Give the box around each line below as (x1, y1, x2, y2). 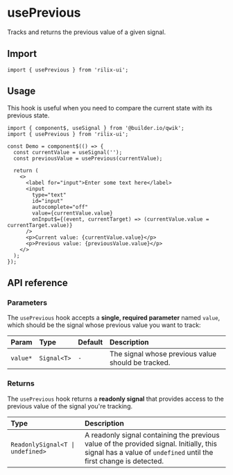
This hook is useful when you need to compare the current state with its (7, 103, 213, 112)
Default (78, 337, 103, 347)
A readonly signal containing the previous (84, 430, 220, 440)
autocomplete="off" (32, 203, 89, 210)
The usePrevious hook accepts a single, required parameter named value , (7, 314, 221, 322)
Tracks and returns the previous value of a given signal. (7, 28, 166, 36)
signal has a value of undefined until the (84, 447, 214, 457)
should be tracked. (110, 358, 171, 367)
